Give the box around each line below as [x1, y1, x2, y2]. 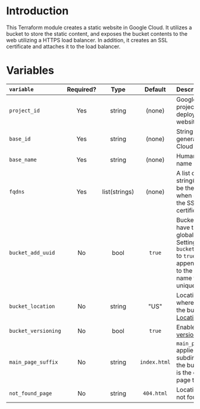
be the [176, 183, 195, 192]
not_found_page [9, 390, 52, 396]
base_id [9, 135, 31, 142]
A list [176, 168, 190, 177]
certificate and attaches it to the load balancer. [6, 43, 121, 50]
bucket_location [9, 302, 55, 310]
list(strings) [102, 188, 135, 196]
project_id [9, 107, 40, 114]
